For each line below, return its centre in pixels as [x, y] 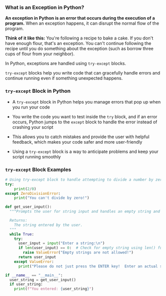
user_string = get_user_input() [43, 280]
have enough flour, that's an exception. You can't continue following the [78, 43]
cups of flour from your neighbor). [40, 54]
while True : [22, 234]
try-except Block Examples [38, 169]
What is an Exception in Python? [45, 7]
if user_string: [26, 284]
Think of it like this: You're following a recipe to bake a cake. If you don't [79, 38]
